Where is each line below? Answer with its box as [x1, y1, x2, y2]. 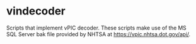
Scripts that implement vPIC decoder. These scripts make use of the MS [6, 24, 187, 31]
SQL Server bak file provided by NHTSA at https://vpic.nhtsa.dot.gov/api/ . [6, 30, 191, 37]
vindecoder [6, 4, 66, 18]
